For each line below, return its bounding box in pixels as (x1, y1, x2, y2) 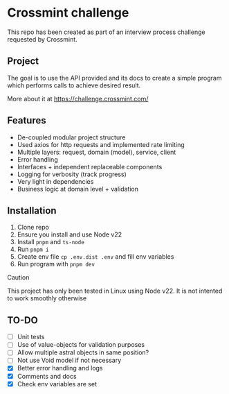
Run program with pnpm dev (17, 260, 95, 268)
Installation (7, 205, 57, 216)
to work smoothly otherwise (7, 294, 87, 302)
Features (7, 114, 46, 126)
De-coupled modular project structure (17, 133, 126, 142)
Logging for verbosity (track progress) (17, 170, 127, 178)
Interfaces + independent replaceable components (17, 162, 163, 171)
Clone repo (17, 223, 50, 232)
